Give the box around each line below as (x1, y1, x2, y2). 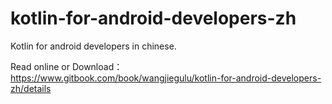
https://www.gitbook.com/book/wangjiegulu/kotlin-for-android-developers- (10, 72, 322, 84)
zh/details (10, 82, 52, 94)
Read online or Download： (10, 60, 123, 72)
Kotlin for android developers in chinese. (10, 40, 177, 52)
